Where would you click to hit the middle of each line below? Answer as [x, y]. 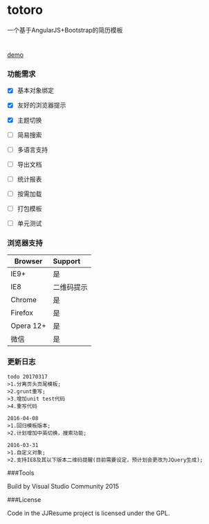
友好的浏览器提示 [42, 105]
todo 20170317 [28, 376]
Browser [28, 261]
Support [67, 261]
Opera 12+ [28, 326]
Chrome [24, 300]
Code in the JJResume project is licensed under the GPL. [89, 513]
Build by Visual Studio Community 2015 [63, 486]
